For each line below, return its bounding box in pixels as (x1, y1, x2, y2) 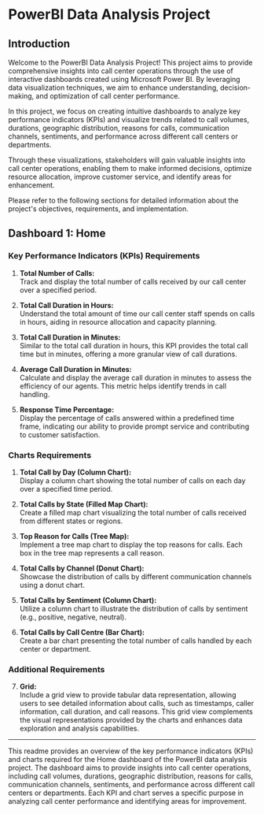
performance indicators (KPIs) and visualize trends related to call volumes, (8, 115, 250, 124)
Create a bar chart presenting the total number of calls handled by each (19, 636, 252, 645)
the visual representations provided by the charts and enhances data (19, 716, 243, 725)
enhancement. (8, 180, 55, 190)
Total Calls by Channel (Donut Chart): (19, 563, 145, 573)
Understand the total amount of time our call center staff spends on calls (19, 309, 255, 318)
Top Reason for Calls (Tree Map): (19, 531, 130, 541)
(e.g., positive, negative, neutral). (19, 612, 127, 622)
